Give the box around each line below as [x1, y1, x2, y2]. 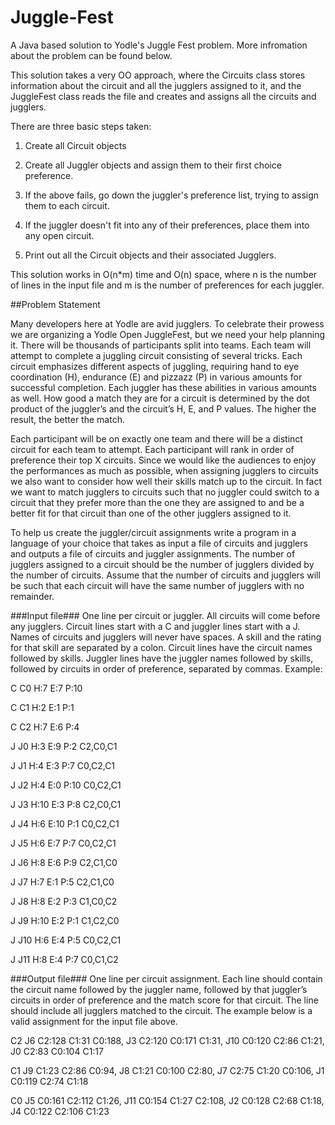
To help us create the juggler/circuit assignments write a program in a [10, 526, 297, 538]
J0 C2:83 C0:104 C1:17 [10, 1045, 104, 1057]
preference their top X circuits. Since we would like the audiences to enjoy [10, 454, 317, 466]
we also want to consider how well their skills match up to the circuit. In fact [10, 475, 322, 487]
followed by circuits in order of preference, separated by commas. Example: [10, 662, 323, 675]
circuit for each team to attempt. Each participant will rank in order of [10, 443, 295, 455]
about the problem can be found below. [10, 49, 173, 61]
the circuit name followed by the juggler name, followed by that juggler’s [10, 983, 308, 995]
